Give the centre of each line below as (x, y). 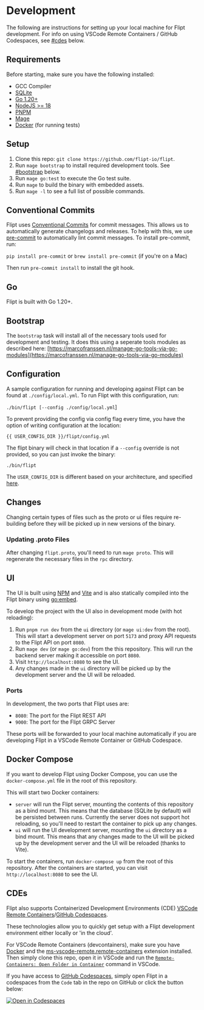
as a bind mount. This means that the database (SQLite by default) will (103, 810)
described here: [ (28, 348)
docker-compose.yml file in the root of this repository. (72, 780)
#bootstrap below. (38, 172)
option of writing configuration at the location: (64, 425)
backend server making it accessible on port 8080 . (78, 655)
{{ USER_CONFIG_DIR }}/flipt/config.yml (58, 436)
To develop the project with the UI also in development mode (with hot (94, 611)
